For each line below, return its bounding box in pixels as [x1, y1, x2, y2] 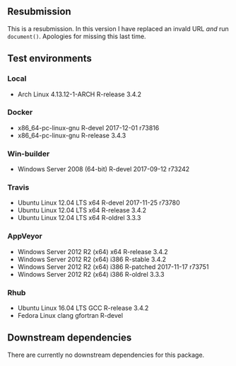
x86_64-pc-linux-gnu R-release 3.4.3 [17, 131, 126, 139]
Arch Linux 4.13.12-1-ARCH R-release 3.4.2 [17, 90, 142, 98]
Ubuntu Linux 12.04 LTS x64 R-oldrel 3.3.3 [17, 214, 141, 222]
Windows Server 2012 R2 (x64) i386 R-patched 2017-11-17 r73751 [17, 262, 209, 271]
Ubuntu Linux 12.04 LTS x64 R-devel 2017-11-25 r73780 [17, 198, 180, 207]
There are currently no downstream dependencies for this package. [7, 350, 205, 359]
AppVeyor [7, 231, 42, 241]
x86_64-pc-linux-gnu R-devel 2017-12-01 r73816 [17, 123, 160, 132]
